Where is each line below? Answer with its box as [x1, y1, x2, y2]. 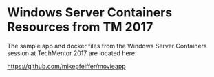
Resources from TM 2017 [7, 19, 153, 35]
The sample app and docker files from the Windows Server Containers [7, 42, 207, 50]
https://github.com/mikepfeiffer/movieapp [7, 62, 126, 70]
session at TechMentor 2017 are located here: [7, 49, 137, 57]
